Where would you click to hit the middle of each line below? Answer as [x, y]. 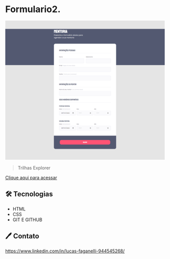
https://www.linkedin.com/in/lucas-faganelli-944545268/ [65, 251]
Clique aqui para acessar [31, 178]
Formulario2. [33, 9]
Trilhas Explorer [34, 167]
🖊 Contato [22, 236]
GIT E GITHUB [27, 220]
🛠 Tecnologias [29, 194]
